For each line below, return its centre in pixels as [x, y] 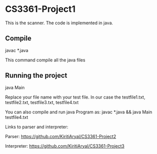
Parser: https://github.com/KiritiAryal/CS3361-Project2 [61, 136]
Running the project [36, 76]
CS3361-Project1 [40, 9]
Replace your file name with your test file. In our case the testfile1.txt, [75, 97]
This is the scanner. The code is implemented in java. [59, 23]
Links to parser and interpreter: [37, 127]
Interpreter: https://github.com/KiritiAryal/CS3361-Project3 [65, 146]
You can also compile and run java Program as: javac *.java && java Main [79, 112]
